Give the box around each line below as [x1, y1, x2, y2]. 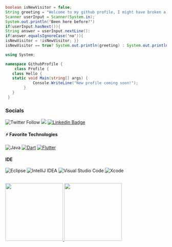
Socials [5, 107, 24, 114]
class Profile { [14, 66, 50, 71]
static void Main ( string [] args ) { [12, 76, 88, 81]
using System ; [5, 52, 36, 57]
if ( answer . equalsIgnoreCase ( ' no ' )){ [5, 33, 83, 38]
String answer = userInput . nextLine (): [5, 29, 91, 34]
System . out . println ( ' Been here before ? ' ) [5, 19, 95, 24]
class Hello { [12, 71, 42, 76]
